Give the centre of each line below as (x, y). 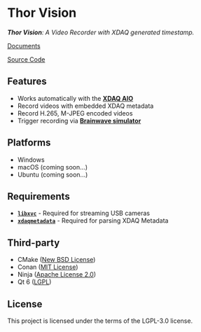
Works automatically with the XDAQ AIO (75, 98)
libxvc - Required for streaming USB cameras (84, 213)
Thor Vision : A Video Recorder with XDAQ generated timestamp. (101, 32)
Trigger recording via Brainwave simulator (79, 120)
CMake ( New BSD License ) (56, 260)
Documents (24, 46)
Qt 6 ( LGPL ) (34, 282)
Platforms (29, 143)
